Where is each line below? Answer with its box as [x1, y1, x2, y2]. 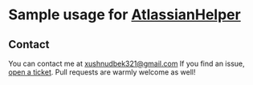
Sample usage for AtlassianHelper [8, 6, 241, 24]
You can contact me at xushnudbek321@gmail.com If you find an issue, [8, 59, 245, 68]
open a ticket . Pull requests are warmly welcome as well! [8, 67, 196, 77]
